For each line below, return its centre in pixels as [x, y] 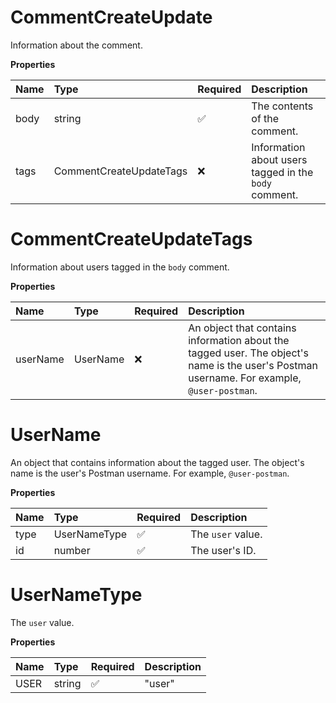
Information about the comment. [76, 45]
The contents [282, 106]
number [72, 550]
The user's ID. [223, 550]
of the [265, 118]
